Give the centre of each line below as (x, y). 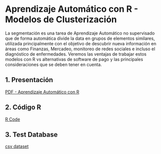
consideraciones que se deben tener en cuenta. (54, 64)
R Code (13, 119)
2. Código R (23, 108)
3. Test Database (31, 135)
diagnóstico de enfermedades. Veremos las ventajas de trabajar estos (76, 54)
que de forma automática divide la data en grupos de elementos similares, (80, 38)
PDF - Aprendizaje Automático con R (42, 92)
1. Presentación (29, 80)
